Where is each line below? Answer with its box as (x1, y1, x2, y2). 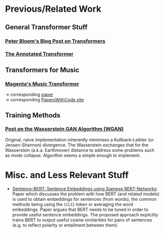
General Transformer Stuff (5, 23, 88, 31)
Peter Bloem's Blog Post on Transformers (5, 38, 106, 45)
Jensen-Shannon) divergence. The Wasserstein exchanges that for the (5, 142, 149, 148)
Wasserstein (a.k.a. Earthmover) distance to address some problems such (5, 147, 155, 153)
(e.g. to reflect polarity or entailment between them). (12, 222, 119, 228)
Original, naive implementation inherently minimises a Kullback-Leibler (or (5, 137, 154, 142)
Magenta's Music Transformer (5, 80, 80, 87)
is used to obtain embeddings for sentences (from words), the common (12, 196, 157, 202)
